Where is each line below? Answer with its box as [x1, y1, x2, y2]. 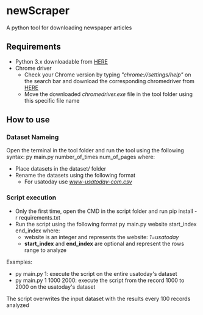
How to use [6, 114, 50, 125]
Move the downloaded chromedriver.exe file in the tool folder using [24, 90, 193, 98]
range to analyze [24, 246, 67, 254]
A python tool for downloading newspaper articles [6, 24, 132, 31]
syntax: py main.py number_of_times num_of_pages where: [6, 154, 155, 161]
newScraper [6, 4, 70, 18]
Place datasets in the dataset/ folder [15, 165, 107, 172]
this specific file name [24, 97, 80, 104]
